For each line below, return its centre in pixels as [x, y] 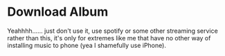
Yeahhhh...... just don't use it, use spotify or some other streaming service [112, 31]
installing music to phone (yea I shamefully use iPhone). [87, 45]
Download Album [58, 12]
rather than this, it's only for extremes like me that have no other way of [109, 38]
